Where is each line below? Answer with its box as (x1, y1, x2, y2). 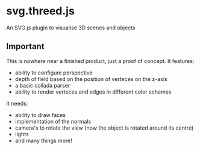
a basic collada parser (14, 82, 70, 89)
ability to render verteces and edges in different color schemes (14, 88, 172, 95)
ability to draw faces (14, 111, 66, 118)
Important (6, 41, 45, 52)
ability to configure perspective (14, 69, 93, 76)
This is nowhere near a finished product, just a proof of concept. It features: (6, 57, 195, 64)
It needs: (6, 100, 28, 107)
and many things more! (14, 137, 72, 144)
